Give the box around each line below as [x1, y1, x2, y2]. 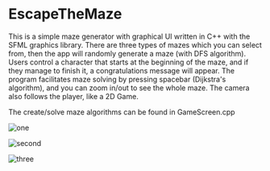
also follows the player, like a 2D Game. [8, 91, 139, 101]
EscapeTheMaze [8, 5, 123, 23]
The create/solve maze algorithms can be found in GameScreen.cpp [8, 106, 235, 117]
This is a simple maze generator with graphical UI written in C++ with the [8, 31, 251, 41]
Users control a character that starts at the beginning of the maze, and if [8, 57, 249, 67]
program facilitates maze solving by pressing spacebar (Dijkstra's [8, 74, 226, 84]
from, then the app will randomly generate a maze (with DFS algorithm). [8, 48, 247, 58]
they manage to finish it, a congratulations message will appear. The [8, 65, 235, 75]
